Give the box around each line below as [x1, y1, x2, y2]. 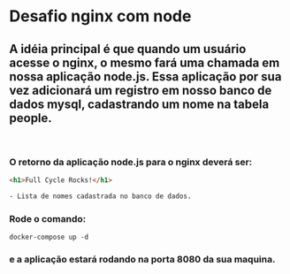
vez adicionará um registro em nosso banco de [9, 82, 272, 98]
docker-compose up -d [9, 232, 89, 242]
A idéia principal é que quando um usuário [9, 42, 247, 57]
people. [9, 110, 53, 126]
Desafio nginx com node [9, 6, 192, 27]
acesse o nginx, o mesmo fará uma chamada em [9, 55, 280, 70]
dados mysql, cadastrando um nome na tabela [9, 96, 270, 111]
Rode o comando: [9, 212, 87, 225]
